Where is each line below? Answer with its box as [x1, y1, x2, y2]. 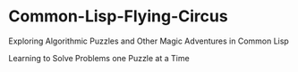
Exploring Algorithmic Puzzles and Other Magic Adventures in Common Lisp [8, 36, 290, 46]
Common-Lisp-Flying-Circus [8, 6, 229, 27]
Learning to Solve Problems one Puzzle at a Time [8, 52, 190, 63]
